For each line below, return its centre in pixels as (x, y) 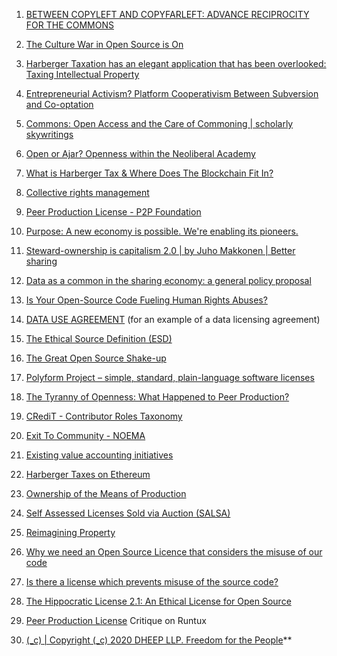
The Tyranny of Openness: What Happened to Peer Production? (157, 397)
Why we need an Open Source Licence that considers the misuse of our (174, 552)
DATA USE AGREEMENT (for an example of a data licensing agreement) (173, 319)
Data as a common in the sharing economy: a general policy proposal (168, 280)
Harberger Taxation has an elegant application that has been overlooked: (176, 63)
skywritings (49, 134)
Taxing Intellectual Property (82, 74)
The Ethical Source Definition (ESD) (99, 338)
